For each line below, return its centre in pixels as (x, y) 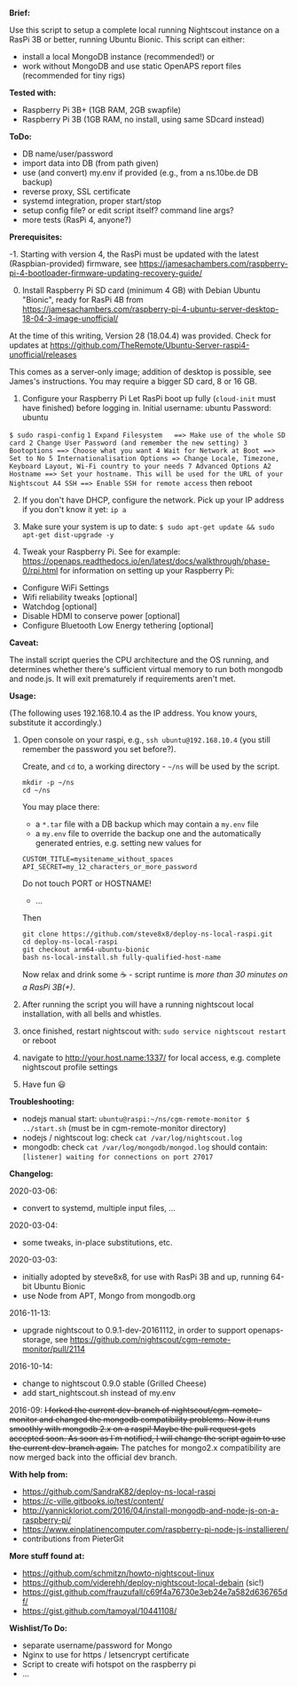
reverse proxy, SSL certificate (76, 191)
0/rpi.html (40, 570)
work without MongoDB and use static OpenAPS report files (132, 66)
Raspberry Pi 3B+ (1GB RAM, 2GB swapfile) (102, 110)
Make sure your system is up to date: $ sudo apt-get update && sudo (148, 526)
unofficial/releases (43, 355)
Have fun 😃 (44, 1084)
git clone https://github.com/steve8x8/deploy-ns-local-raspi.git (147, 934)
